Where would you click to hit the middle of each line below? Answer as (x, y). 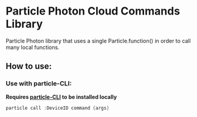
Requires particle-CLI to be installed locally (61, 97)
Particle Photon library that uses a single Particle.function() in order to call (98, 41)
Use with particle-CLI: (39, 84)
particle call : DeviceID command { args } (58, 108)
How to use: (29, 66)
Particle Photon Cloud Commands (93, 11)
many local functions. (33, 47)
